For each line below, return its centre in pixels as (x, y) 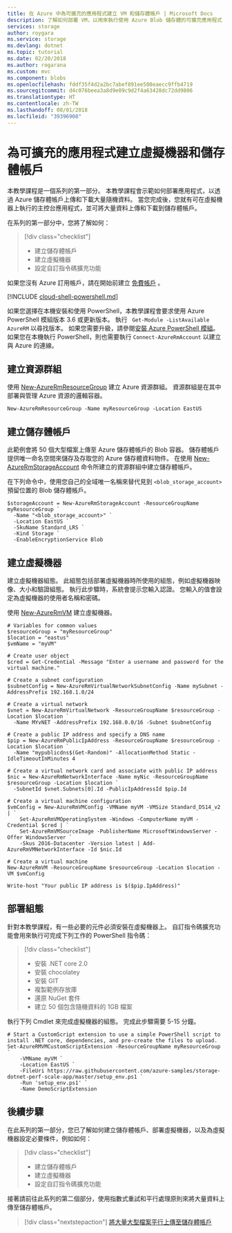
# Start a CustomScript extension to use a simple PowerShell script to (114, 1035)
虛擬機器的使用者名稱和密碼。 (61, 598)
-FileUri (32, 1070)
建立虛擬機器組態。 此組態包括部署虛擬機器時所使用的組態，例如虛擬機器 (111, 581)
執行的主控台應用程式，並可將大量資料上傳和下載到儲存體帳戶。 (110, 207)
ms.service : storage (37, 39)
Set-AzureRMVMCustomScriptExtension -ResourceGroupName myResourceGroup (114, 1046)
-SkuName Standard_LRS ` (49, 528)
